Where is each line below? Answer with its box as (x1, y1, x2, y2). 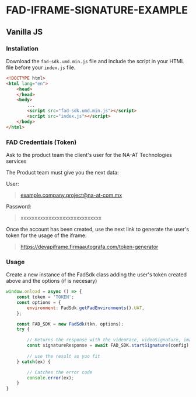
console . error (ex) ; (27, 375, 75, 381)
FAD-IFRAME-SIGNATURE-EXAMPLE (6, 4, 188, 17)
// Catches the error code (27, 369, 93, 375)
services (6, 158, 27, 165)
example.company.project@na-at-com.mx (20, 191, 123, 198)
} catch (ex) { (16, 358, 51, 365)
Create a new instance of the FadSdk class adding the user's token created (6, 271, 187, 278)
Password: (6, 203, 32, 210)
